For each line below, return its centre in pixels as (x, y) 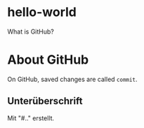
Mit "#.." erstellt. (31, 118)
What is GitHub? (31, 31)
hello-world (42, 12)
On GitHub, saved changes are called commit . (72, 79)
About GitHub (48, 60)
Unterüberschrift (45, 101)
